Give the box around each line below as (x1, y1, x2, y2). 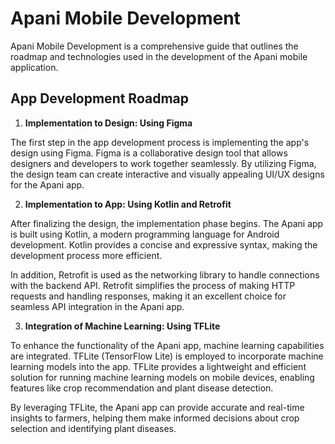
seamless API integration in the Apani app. (10, 300, 185, 312)
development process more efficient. (10, 249, 163, 261)
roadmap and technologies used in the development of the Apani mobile (10, 50, 308, 62)
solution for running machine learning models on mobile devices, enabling (10, 371, 315, 383)
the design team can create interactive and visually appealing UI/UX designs (10, 168, 325, 180)
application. (10, 61, 59, 73)
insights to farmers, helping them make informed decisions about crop (10, 412, 300, 424)
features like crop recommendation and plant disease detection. (10, 382, 274, 394)
